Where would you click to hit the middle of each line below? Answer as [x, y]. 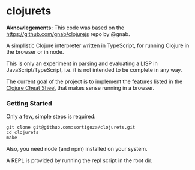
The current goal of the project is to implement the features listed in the [94, 81]
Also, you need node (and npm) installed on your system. [77, 149]
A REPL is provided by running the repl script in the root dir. [79, 160]
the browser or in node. [35, 51]
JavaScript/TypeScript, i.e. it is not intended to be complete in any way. [94, 69]
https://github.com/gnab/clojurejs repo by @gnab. [68, 34]
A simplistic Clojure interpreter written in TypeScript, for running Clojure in [98, 45]
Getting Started [29, 103]
